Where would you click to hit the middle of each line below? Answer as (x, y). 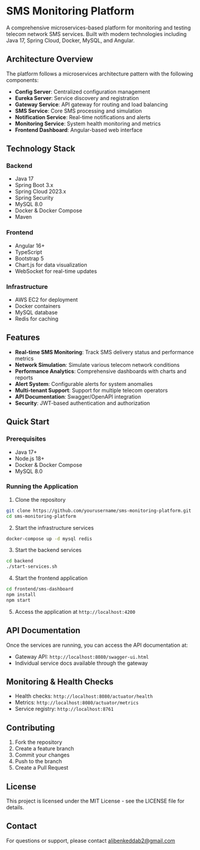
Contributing (31, 727)
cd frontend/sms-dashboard (40, 589)
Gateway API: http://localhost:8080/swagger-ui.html (82, 656)
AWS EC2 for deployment (46, 300)
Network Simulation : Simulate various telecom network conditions (97, 364)
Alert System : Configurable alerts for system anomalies (84, 384)
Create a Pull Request (42, 768)
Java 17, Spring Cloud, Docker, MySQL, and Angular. (70, 40)
